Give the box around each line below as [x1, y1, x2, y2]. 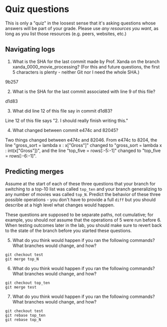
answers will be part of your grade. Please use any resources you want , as [5, 25, 159, 31]
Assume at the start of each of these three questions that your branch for [5, 180, 156, 186]
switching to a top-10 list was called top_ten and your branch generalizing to [5, 186, 163, 192]
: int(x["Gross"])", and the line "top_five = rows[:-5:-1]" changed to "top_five [5, 147, 161, 153]
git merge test [5, 284, 37, 289]
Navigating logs [5, 45, 55, 53]
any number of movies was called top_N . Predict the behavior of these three [5, 191, 161, 197]
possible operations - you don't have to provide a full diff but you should [5, 196, 156, 202]
